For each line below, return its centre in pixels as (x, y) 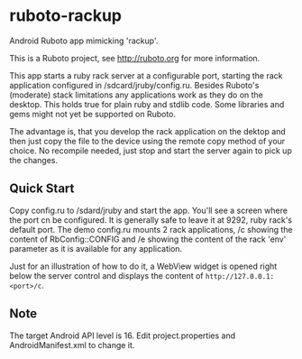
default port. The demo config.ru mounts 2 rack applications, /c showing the (151, 229)
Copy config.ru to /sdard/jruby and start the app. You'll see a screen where (149, 210)
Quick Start (42, 189)
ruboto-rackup (65, 16)
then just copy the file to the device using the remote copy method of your (147, 141)
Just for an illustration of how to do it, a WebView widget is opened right (143, 266)
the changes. (34, 160)
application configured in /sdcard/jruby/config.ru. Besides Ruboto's (134, 85)
